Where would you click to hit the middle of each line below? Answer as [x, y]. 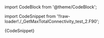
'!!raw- [63, 16]
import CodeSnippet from [30, 16]
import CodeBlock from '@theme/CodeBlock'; [51, 7]
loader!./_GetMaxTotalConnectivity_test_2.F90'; [52, 21]
